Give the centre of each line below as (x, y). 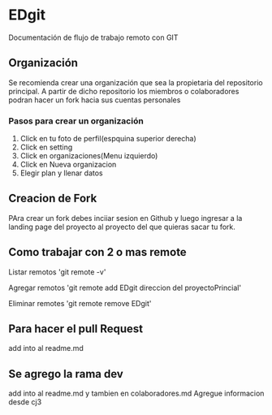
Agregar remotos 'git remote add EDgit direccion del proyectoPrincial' (125, 287)
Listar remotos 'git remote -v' (57, 272)
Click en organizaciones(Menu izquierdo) (89, 156)
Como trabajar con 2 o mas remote (97, 252)
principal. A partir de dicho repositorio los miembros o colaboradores (124, 91)
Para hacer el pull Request (76, 329)
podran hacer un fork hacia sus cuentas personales (95, 100)
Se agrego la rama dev (66, 374)
